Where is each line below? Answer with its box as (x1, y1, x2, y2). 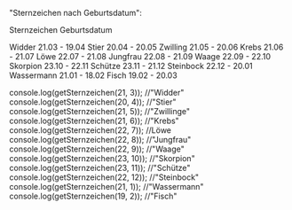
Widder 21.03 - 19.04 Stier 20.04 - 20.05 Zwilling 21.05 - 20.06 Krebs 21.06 (9, 42, 284, 52)
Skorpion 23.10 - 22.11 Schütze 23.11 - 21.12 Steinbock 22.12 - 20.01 (9, 61, 253, 71)
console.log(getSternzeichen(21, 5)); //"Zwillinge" (9, 106, 191, 116)
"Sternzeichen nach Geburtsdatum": (9, 8, 142, 18)
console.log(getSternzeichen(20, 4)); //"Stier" (9, 97, 177, 107)
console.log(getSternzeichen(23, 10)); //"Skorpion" (9, 153, 195, 163)
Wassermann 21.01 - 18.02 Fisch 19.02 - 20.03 (9, 70, 178, 81)
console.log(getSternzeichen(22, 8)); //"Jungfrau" (9, 135, 192, 144)
